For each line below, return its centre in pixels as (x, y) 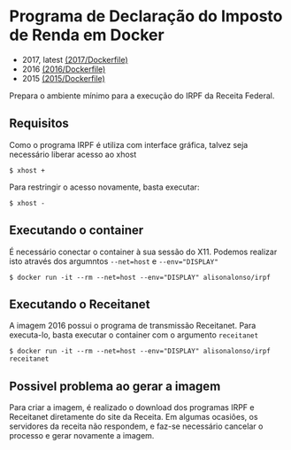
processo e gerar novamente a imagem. (82, 436)
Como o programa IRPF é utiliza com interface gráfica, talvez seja (129, 144)
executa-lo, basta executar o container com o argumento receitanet (134, 335)
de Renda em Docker (87, 35)
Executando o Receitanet (80, 304)
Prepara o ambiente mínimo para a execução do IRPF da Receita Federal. (142, 96)
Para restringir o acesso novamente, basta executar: (104, 187)
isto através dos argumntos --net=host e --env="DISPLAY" (114, 261)
